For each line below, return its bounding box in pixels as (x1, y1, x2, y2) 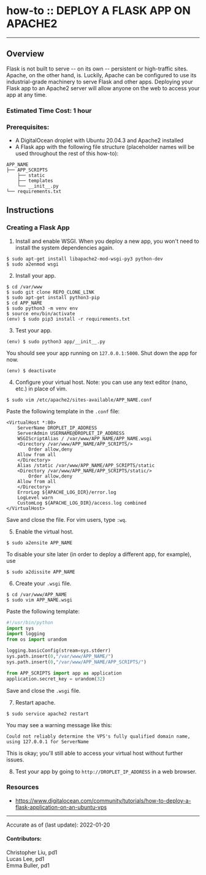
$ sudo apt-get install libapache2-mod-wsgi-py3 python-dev (6, 256, 164, 262)
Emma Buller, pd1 (6, 862, 50, 869)
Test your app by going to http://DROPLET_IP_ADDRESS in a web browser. (15, 768, 197, 775)
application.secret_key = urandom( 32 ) (6, 676, 105, 682)
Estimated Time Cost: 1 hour (6, 106, 92, 115)
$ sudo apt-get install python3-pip (6, 294, 100, 300)
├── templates (17, 177, 53, 184)
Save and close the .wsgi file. (6, 687, 81, 694)
